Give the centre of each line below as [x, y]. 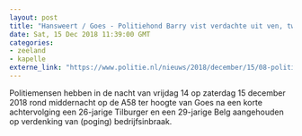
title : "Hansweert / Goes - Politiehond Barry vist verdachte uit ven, [146, 26]
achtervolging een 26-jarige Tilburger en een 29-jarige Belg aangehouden [147, 112]
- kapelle [28, 59]
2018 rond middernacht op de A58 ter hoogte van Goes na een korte [136, 102]
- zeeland [28, 51]
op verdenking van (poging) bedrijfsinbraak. [91, 121]
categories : [31, 42]
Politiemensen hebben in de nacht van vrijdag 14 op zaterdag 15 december [147, 93]
